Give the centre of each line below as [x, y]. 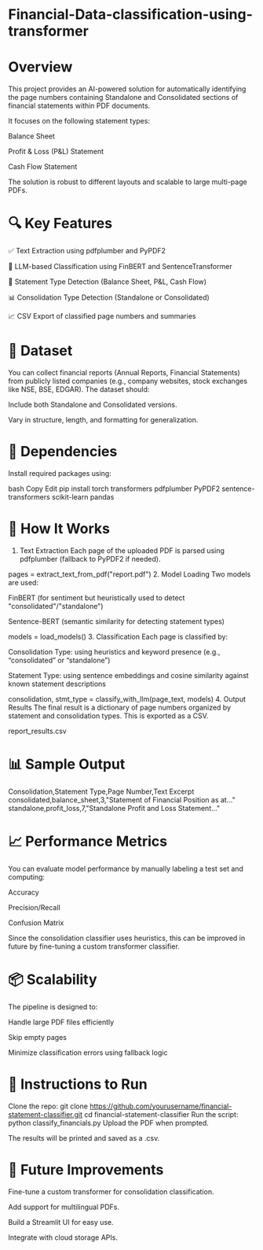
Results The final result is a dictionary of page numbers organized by [120, 707]
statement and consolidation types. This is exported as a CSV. [108, 715]
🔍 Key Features [60, 224]
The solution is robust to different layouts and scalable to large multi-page [128, 182]
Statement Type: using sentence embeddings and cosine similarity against [128, 675]
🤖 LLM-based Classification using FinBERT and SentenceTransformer [121, 267]
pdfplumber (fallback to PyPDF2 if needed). [90, 559]
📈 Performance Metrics [88, 841]
